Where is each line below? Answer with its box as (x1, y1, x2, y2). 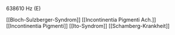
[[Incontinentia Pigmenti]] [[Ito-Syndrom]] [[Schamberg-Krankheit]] (6, 23, 170, 29)
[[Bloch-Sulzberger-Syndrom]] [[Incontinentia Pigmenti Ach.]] (6, 16, 156, 23)
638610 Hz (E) (6, 5, 41, 12)
